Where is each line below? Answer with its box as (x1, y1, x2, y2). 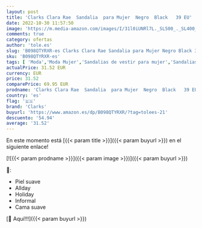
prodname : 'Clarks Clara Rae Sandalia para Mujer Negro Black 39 (6, 87, 189, 93)
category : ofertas (6, 37, 52, 43)
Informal (14, 197, 36, 205)
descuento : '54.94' (6, 115, 55, 121)
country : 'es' (6, 92, 42, 98)
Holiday (14, 191, 34, 198)
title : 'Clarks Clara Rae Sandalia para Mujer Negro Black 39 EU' (6, 14, 192, 20)
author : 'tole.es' (6, 43, 52, 49)
